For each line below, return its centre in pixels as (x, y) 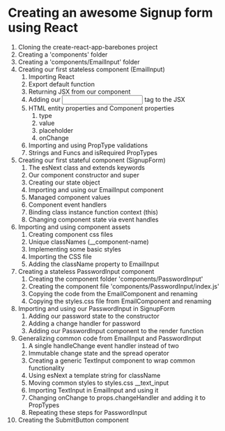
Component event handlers (68, 205)
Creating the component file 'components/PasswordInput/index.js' (124, 286)
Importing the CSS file (60, 256)
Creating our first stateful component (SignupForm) (92, 160)
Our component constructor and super (84, 175)
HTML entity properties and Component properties (101, 108)
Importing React (52, 76)
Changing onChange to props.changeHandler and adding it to (117, 397)
